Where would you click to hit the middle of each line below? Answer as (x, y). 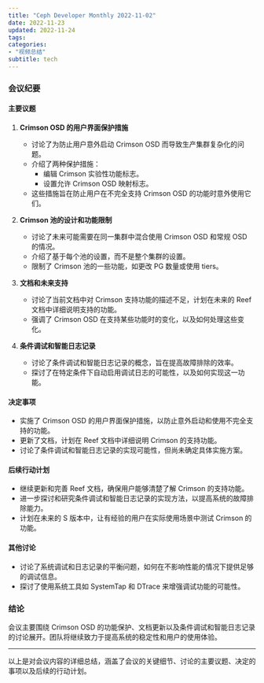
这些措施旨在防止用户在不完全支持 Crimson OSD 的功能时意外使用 (138, 193)
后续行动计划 (29, 470)
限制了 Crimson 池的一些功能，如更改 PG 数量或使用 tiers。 (127, 266)
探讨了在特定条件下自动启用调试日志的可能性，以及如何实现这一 (134, 372)
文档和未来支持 (44, 283)
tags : (17, 37)
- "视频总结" (27, 52)
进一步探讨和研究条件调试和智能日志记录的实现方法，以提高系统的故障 (133, 498)
